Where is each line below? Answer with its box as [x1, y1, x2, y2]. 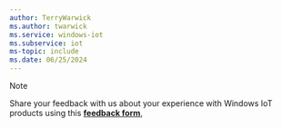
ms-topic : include [9, 47, 79, 56]
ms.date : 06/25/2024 [9, 55, 88, 64]
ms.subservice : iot [9, 38, 84, 48]
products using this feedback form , [9, 108, 144, 118]
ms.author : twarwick [9, 22, 88, 31]
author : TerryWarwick [9, 13, 92, 23]
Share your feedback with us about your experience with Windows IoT [9, 98, 273, 109]
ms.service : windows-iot [9, 30, 104, 39]
